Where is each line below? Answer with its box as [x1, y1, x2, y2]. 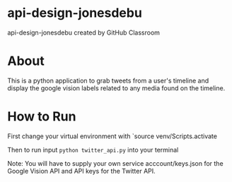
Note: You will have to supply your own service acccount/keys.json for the [7, 159, 224, 167]
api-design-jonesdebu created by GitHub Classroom [7, 28, 161, 37]
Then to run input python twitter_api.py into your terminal [7, 145, 179, 154]
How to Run [7, 109, 76, 125]
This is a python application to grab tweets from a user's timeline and [7, 76, 209, 85]
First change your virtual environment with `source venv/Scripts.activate [7, 132, 218, 140]
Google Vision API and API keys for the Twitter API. [7, 166, 156, 175]
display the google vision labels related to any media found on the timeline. [7, 83, 226, 92]
